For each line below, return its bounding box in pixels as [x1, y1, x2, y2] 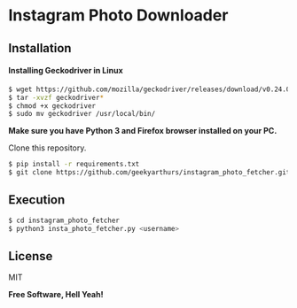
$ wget [8, 85, 33, 94]
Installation [8, 41, 72, 56]
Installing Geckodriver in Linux [8, 65, 123, 76]
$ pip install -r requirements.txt [8, 160, 140, 169]
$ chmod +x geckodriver [8, 101, 97, 111]
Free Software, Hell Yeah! [8, 289, 104, 300]
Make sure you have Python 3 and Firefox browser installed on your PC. [8, 126, 277, 136]
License [8, 249, 53, 264]
